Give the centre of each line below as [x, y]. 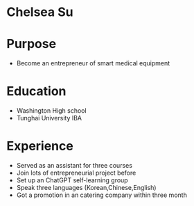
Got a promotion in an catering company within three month [102, 195]
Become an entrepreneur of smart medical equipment [93, 63]
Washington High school [52, 111]
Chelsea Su [40, 12]
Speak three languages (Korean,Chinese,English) [86, 188]
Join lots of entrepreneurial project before [76, 173]
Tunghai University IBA [49, 118]
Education [36, 92]
